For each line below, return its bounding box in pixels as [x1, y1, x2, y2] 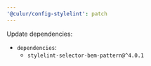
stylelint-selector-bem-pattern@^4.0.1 [27, 52, 145, 59]
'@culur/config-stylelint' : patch [6, 10, 108, 18]
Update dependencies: [6, 29, 73, 38]
